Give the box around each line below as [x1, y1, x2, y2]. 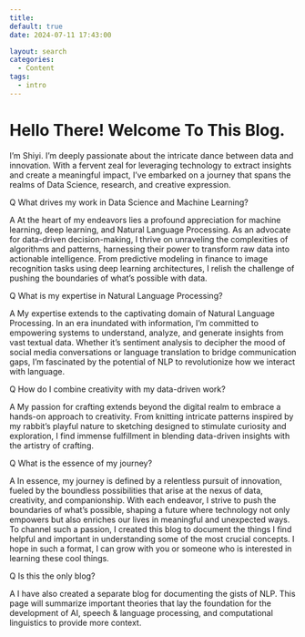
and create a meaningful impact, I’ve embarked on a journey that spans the [9, 170, 291, 180]
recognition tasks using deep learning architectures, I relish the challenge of [9, 262, 295, 273]
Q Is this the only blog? [9, 570, 96, 581]
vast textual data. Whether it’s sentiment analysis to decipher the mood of [9, 336, 286, 347]
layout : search [9, 46, 67, 56]
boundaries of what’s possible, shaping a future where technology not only [9, 504, 290, 515]
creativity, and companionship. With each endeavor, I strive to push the [9, 494, 277, 506]
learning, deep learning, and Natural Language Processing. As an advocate [9, 224, 291, 235]
